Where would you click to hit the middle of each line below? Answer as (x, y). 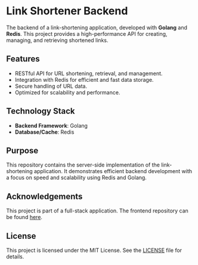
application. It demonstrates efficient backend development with (113, 171)
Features (23, 59)
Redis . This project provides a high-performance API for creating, (87, 33)
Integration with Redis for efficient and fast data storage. (84, 79)
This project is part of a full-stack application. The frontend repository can (98, 211)
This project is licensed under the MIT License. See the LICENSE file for (94, 250)
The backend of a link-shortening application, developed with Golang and (97, 27)
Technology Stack (41, 111)
